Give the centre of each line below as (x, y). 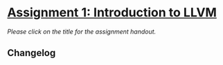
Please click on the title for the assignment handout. (82, 31)
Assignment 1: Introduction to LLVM (112, 13)
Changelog (32, 53)
